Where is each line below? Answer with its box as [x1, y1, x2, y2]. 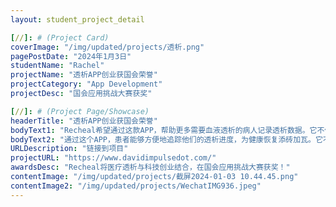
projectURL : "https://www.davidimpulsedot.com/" [10, 153, 217, 163]
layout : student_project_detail [10, 14, 145, 25]
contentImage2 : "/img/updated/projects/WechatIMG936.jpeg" [10, 181, 262, 191]
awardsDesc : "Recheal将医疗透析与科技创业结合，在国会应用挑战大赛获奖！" [10, 162, 291, 173]
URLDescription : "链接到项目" [10, 144, 129, 154]
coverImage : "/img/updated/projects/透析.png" [10, 42, 205, 52]
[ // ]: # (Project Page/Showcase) [10, 106, 150, 116]
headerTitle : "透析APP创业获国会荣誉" [10, 116, 158, 126]
